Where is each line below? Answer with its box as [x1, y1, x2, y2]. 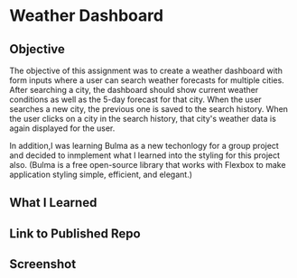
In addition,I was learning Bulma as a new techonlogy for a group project [9, 141, 280, 151]
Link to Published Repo [9, 226, 142, 241]
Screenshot [9, 256, 77, 272]
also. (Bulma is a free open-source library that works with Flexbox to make [9, 160, 286, 170]
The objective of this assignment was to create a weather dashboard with [9, 65, 283, 76]
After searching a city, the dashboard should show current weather [9, 85, 259, 95]
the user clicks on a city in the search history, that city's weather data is [9, 114, 277, 124]
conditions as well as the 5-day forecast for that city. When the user [9, 94, 262, 105]
